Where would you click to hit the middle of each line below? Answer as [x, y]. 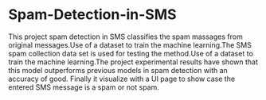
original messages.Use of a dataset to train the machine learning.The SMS [130, 44]
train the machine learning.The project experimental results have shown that [133, 62]
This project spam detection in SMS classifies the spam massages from [125, 37]
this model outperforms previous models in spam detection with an [118, 70]
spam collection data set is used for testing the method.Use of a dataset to [131, 53]
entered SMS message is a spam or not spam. [84, 87]
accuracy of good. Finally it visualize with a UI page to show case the [122, 79]
